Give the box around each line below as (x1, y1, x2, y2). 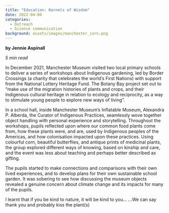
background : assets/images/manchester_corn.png (5, 31, 108, 36)
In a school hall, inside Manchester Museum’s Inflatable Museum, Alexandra (5, 107, 164, 113)
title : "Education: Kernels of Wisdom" (5, 7, 90, 13)
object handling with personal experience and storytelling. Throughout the (5, 118, 161, 123)
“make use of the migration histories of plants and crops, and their (5, 86, 144, 92)
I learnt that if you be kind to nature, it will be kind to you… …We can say (5, 196, 157, 202)
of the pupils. (5, 187, 33, 193)
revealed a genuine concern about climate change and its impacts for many (5, 181, 164, 187)
